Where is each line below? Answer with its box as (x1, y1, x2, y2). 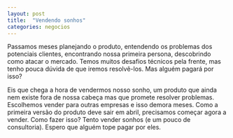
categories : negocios (7, 23, 71, 30)
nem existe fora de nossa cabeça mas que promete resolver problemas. (7, 93, 215, 102)
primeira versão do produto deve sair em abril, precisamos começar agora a (7, 108, 227, 116)
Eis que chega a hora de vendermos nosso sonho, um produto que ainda (7, 85, 217, 95)
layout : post (7, 10, 45, 18)
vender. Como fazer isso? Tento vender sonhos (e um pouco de (7, 116, 191, 124)
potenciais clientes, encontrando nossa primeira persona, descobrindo (7, 50, 211, 58)
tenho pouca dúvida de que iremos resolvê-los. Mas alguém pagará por (7, 64, 214, 74)
